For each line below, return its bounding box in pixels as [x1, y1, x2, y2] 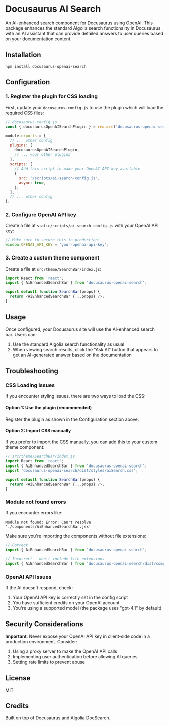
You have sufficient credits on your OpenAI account [12, 600, 120, 606]
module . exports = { [5, 133, 46, 139]
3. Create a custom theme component [5, 254, 100, 262]
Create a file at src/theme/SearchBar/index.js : [5, 266, 102, 272]
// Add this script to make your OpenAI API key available [14, 166, 141, 172]
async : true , [18, 180, 46, 185]
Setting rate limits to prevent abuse [12, 659, 86, 665]
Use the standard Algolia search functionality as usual [12, 341, 125, 347]
